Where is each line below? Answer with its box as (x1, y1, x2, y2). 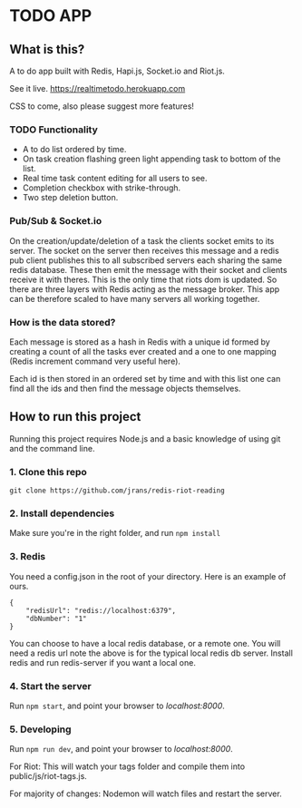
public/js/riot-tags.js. (9, 771, 88, 782)
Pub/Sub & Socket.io (9, 215, 102, 228)
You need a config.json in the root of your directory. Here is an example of (9, 570, 287, 581)
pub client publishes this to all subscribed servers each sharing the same (9, 255, 283, 266)
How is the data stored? (9, 316, 116, 328)
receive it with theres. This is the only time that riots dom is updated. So (9, 274, 278, 285)
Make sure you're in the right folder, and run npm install (9, 528, 220, 539)
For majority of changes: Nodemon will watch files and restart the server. (9, 788, 283, 799)
